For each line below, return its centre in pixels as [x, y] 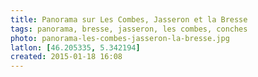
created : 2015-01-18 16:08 [66, 57]
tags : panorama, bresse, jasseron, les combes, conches [129, 29]
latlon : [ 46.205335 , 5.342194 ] [75, 47]
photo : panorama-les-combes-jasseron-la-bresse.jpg [120, 38]
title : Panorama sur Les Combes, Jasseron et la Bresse [129, 19]
